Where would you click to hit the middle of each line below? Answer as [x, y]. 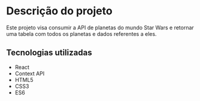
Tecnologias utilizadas [49, 53]
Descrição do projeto [59, 11]
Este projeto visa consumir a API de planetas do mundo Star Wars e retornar [100, 27]
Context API [30, 74]
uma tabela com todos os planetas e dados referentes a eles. [81, 33]
